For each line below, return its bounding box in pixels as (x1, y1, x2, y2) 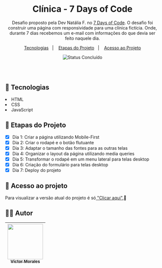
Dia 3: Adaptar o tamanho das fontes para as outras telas (12, 145, 128, 151)
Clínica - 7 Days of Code (32, 3, 133, 15)
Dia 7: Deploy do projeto (12, 167, 61, 173)
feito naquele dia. (65, 35, 100, 41)
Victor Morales (10, 259, 40, 265)
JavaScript (11, 107, 33, 112)
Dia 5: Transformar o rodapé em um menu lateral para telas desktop (12, 156, 150, 162)
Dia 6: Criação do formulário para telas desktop (12, 161, 108, 167)
